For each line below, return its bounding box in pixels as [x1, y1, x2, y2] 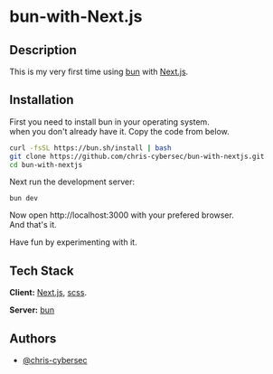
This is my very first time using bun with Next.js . [9, 66, 189, 77]
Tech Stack [9, 263, 74, 278]
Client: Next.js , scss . [9, 287, 88, 298]
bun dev [9, 194, 39, 203]
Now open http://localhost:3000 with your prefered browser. [9, 210, 235, 220]
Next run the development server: [9, 176, 136, 187]
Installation [9, 92, 74, 108]
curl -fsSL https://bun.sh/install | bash [9, 143, 172, 153]
